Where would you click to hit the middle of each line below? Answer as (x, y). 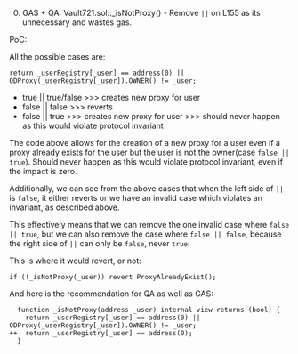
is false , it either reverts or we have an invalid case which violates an (136, 198)
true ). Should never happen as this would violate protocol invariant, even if (146, 162)
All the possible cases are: (57, 56)
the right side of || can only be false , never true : (100, 243)
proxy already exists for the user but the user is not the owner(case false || (149, 152)
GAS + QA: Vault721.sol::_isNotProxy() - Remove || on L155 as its (141, 13)
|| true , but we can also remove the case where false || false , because (145, 234)
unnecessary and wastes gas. (77, 22)
